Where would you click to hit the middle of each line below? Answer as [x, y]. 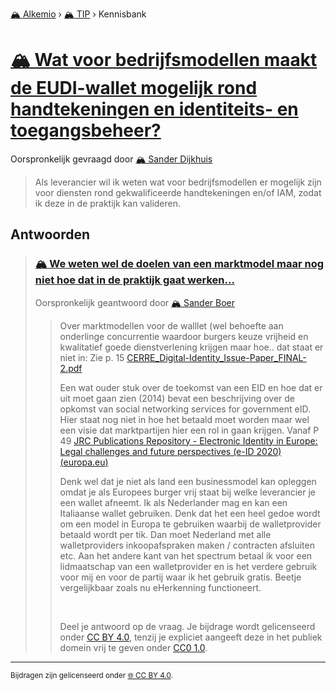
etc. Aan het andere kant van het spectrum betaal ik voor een [186, 555]
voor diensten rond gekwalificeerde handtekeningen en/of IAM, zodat [178, 192]
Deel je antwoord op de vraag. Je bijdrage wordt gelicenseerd [187, 626]
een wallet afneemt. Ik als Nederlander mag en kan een [173, 502]
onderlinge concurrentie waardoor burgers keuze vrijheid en [184, 336]
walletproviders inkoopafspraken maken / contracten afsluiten [187, 545]
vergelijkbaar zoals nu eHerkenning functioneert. [160, 587]
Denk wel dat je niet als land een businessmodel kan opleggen [188, 481]
